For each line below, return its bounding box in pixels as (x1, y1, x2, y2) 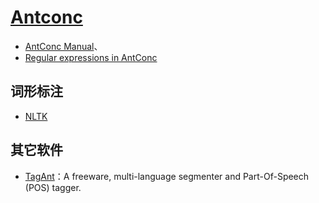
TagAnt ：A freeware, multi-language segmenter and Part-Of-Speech (24, 170, 310, 182)
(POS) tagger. (24, 181, 82, 193)
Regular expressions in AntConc (24, 51, 158, 63)
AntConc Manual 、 (24, 40, 103, 52)
